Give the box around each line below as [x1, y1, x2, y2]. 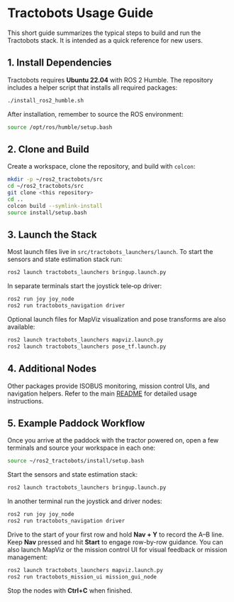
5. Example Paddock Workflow [7, 417, 145, 429]
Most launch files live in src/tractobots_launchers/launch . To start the [7, 248, 213, 256]
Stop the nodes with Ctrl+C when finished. [7, 586, 133, 595]
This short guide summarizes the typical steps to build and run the [7, 28, 201, 37]
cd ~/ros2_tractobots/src [7, 183, 84, 190]
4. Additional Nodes [7, 363, 97, 375]
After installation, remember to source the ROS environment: [7, 110, 184, 118]
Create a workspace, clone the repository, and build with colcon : [7, 162, 196, 171]
